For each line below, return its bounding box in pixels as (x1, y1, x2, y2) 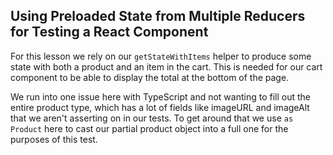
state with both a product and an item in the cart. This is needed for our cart (10, 60, 323, 73)
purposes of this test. (10, 133, 98, 145)
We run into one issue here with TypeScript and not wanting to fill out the (10, 90, 312, 103)
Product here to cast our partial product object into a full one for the (10, 122, 289, 134)
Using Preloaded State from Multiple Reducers (10, 8, 306, 25)
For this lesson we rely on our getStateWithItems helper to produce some (10, 50, 312, 62)
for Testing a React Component (10, 24, 209, 41)
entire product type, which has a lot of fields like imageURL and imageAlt (10, 101, 310, 113)
